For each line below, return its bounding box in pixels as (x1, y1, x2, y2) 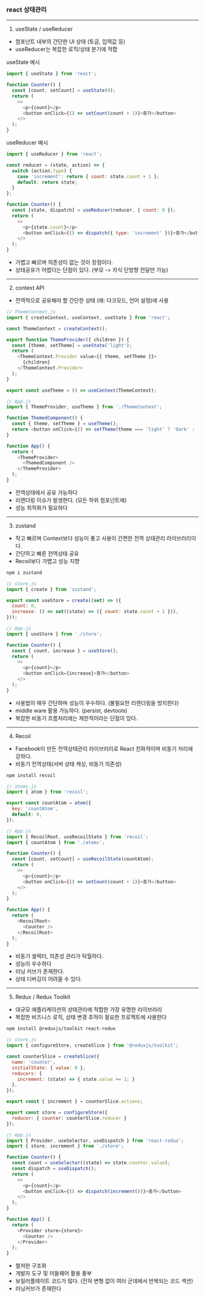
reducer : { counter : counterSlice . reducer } (12, 1115, 127, 1121)
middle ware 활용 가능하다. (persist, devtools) (15, 706, 128, 714)
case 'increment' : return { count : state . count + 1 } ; (17, 173, 160, 179)
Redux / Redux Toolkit (15, 993, 71, 1001)
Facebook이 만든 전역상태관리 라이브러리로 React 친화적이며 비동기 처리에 (15, 745, 193, 752)
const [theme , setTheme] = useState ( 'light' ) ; (12, 342, 132, 348)
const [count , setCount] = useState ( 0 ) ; (12, 87, 116, 94)
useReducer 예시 (6, 139, 48, 146)
